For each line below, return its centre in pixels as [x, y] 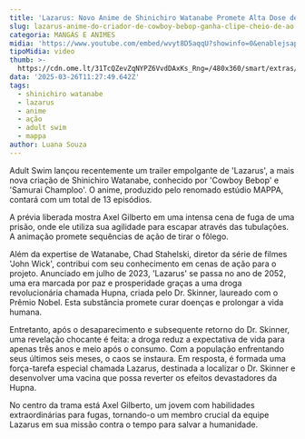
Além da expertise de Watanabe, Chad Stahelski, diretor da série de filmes [148, 254]
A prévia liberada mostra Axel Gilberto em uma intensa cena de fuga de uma [152, 217]
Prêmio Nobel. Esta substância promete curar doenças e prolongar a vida [147, 302]
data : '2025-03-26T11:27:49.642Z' [75, 77]
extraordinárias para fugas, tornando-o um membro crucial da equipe [139, 414]
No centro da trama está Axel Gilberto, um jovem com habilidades [133, 404]
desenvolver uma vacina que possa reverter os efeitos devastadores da [143, 377]
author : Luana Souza [49, 145]
